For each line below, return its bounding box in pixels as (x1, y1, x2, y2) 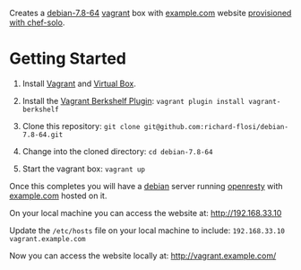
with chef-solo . (9, 17, 65, 28)
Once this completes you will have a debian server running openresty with (9, 180, 284, 191)
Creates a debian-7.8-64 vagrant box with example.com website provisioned (9, 8, 292, 18)
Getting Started (9, 48, 127, 69)
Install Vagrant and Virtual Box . (21, 78, 136, 89)
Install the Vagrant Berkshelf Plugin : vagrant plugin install (21, 95, 245, 106)
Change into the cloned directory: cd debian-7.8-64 (21, 145, 213, 156)
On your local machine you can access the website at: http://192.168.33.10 (9, 207, 282, 218)
